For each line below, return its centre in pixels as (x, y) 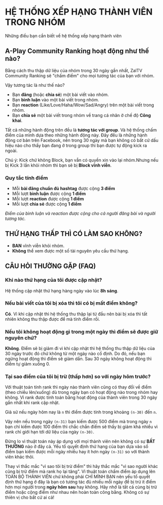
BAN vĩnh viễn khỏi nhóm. (38, 246)
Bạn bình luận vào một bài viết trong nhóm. (55, 99)
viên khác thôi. (20, 457)
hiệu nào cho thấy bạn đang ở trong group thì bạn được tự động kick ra (76, 145)
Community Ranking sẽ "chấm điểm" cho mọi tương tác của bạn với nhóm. (80, 76)
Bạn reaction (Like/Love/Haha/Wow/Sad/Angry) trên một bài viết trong (83, 105)
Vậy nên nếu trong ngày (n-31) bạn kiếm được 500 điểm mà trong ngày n (79, 422)
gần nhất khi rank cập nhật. (32, 403)
